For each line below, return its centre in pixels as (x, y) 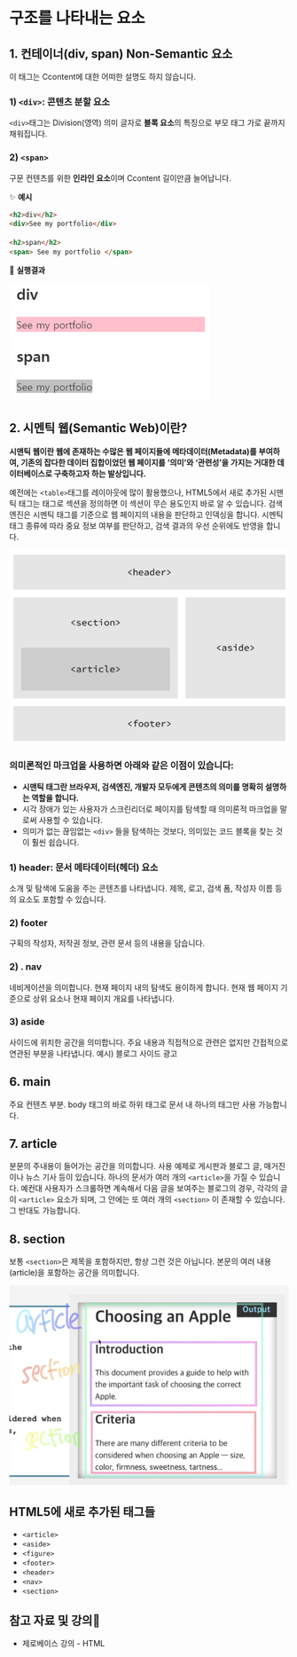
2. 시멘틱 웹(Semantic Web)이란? (98, 428)
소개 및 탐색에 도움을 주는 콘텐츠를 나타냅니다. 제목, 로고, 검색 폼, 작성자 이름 (141, 888)
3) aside (27, 1022)
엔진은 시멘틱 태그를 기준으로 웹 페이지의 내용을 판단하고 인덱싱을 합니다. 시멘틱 (146, 514)
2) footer (28, 923)
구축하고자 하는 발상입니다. (100, 473)
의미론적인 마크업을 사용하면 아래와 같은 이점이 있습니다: (121, 766)
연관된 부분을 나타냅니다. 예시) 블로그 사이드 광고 (94, 1053)
